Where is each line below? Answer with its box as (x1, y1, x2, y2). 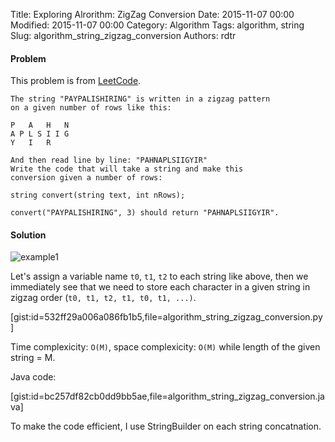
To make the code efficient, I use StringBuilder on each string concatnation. (10, 420, 322, 433)
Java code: (10, 371, 57, 383)
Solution (10, 229, 47, 241)
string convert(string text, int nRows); (10, 190, 186, 201)
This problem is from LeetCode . (10, 75, 142, 87)
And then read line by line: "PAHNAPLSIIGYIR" (10, 155, 208, 166)
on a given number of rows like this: (10, 103, 172, 113)
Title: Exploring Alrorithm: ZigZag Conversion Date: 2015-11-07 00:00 (10, 9, 295, 20)
